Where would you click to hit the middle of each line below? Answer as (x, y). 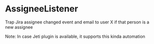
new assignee (19, 27)
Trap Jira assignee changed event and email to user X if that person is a (77, 22)
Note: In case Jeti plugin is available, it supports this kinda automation (75, 36)
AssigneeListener (42, 9)
